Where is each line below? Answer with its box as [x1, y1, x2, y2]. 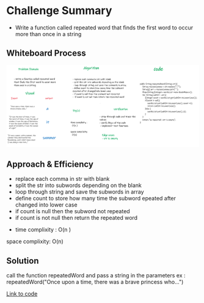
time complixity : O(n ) [15, 226, 71, 233]
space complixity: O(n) [6, 238, 64, 245]
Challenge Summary [6, 4, 112, 18]
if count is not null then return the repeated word [15, 214, 138, 222]
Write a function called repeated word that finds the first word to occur [15, 24, 194, 31]
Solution [6, 255, 39, 266]
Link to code [6, 290, 38, 298]
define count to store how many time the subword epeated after [15, 195, 176, 202]
